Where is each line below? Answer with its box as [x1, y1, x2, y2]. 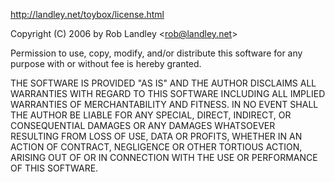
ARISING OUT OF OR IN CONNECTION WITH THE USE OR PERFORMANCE [10, 152, 318, 163]
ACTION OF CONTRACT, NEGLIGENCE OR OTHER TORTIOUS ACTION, [10, 141, 303, 153]
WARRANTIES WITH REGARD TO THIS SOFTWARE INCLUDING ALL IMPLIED [10, 88, 326, 99]
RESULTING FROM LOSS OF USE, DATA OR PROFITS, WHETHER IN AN [10, 130, 303, 142]
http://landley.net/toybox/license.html [10, 9, 165, 20]
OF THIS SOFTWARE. [10, 162, 99, 174]
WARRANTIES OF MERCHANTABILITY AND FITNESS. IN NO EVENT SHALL [10, 99, 319, 110]
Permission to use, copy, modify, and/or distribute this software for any [10, 47, 303, 59]
